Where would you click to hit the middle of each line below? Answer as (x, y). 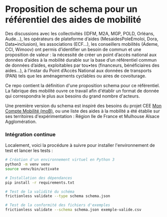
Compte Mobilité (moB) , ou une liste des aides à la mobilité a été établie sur (83, 111)
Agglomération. (21, 121)
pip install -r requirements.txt (40, 183)
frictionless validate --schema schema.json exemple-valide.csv (73, 210)
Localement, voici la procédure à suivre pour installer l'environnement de (80, 145)
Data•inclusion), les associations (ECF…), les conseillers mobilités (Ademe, (82, 44)
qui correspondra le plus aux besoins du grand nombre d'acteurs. (73, 96)
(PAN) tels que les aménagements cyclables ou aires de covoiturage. (76, 76)
